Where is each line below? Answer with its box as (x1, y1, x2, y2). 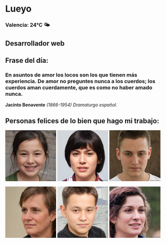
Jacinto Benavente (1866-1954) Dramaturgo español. (5, 102, 118, 108)
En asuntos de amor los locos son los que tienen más (5, 71, 138, 78)
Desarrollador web (5, 39, 65, 48)
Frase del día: (5, 56, 49, 65)
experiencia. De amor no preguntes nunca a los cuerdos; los (5, 77, 155, 85)
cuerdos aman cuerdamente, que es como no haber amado (5, 84, 153, 91)
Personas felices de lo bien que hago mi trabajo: (5, 116, 159, 125)
